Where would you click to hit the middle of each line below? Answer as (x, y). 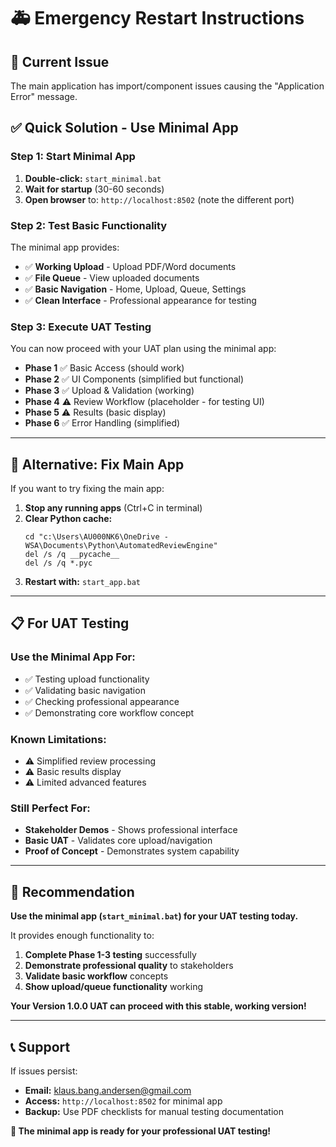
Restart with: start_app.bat (83, 582)
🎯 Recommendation (72, 891)
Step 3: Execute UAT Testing (81, 327)
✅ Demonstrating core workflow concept (109, 712)
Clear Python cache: (68, 519)
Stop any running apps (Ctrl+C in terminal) (113, 508)
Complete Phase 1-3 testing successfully (110, 955)
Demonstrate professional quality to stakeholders (129, 966)
